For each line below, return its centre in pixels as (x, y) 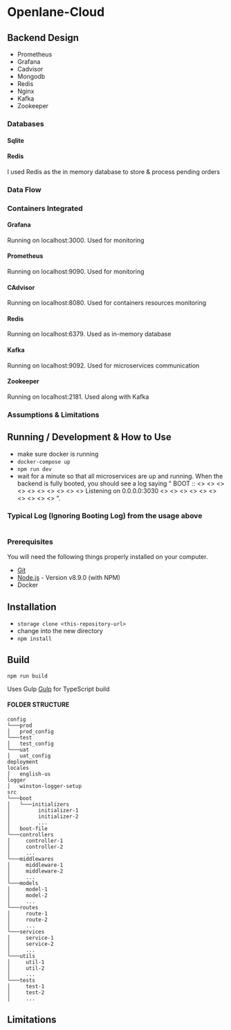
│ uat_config (29, 756)
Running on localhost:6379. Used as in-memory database (89, 334)
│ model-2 (28, 895)
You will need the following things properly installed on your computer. (108, 557)
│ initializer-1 (43, 810)
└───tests (21, 980)
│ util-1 (26, 962)
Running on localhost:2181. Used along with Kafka (78, 397)
